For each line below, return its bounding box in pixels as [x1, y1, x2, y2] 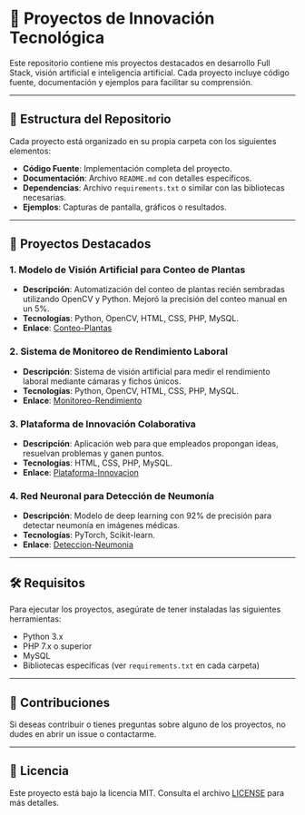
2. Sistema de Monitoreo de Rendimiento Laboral [9, 345, 229, 358]
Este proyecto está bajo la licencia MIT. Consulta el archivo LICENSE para [9, 787, 284, 798]
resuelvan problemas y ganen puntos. [22, 448, 165, 459]
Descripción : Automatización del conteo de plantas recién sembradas [22, 284, 286, 295]
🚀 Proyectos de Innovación [9, 8, 215, 29]
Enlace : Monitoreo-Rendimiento [22, 395, 143, 406]
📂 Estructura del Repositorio [9, 112, 172, 127]
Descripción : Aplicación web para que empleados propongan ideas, [22, 438, 279, 449]
